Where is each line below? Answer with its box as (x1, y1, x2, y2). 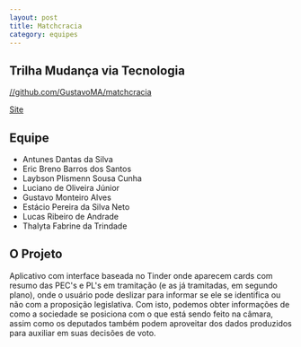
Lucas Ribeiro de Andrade (22, 212, 120, 221)
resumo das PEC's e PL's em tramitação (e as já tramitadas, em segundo (9, 280, 279, 291)
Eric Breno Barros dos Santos (22, 163, 132, 174)
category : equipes (9, 30, 78, 39)
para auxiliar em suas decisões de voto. (9, 327, 156, 338)
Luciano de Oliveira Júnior (22, 183, 120, 193)
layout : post (9, 13, 58, 22)
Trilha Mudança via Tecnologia (9, 63, 186, 78)
